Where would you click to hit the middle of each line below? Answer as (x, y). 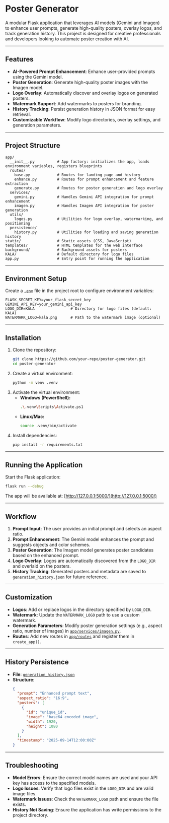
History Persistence (37, 662)
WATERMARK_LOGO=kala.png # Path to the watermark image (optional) (83, 318)
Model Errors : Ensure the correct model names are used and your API (85, 777)
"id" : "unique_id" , (46, 712)
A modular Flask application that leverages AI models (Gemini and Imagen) (82, 23)
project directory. (30, 815)
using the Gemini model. (38, 77)
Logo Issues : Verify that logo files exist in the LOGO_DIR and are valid (83, 788)
